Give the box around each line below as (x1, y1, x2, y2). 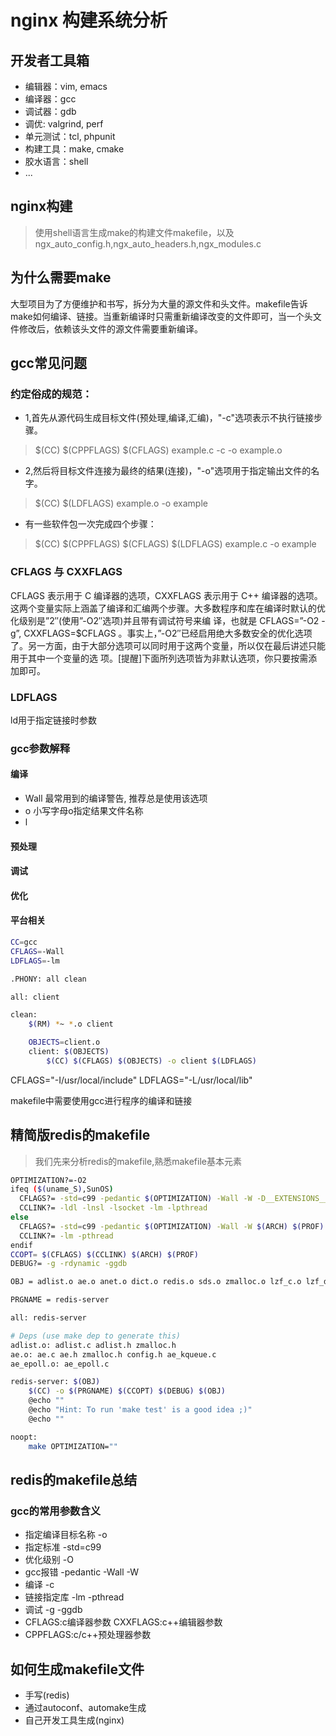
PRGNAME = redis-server (10, 1295, 110, 1305)
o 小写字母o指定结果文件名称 (24, 805, 144, 817)
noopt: (10, 1432, 38, 1442)
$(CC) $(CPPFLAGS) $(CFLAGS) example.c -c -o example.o (34, 444, 283, 456)
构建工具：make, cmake (24, 143, 125, 155)
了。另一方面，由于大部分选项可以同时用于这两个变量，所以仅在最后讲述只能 (10, 639, 326, 651)
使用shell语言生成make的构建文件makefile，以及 (34, 226, 235, 238)
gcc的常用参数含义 (10, 1504, 102, 1518)
